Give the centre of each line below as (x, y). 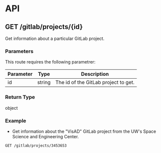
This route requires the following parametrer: (50, 62)
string (44, 83)
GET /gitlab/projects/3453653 (36, 146)
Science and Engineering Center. (45, 136)
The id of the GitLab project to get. (95, 83)
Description (95, 74)
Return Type (20, 97)
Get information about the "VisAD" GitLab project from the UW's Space (84, 131)
